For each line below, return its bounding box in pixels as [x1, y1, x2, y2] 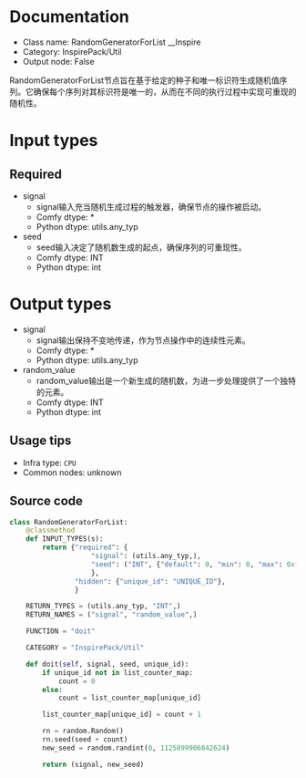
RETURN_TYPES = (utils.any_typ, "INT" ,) [25, 602, 181, 611]
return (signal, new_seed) [42, 760, 145, 769]
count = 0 [57, 677, 96, 686]
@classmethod [25, 526, 76, 535]
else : [42, 685, 64, 694]
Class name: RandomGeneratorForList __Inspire [22, 36, 201, 47]
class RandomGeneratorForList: [9, 517, 128, 526]
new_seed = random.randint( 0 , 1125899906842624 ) [42, 743, 230, 752]
